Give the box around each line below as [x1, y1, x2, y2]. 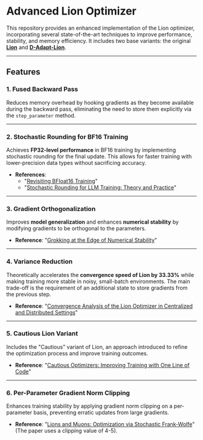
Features [6, 67, 40, 77]
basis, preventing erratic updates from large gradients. [33, 409, 169, 416]
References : [14, 171, 47, 178]
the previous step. [6, 290, 51, 298]
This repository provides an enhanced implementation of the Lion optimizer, [6, 24, 195, 32]
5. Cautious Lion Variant [6, 329, 79, 338]
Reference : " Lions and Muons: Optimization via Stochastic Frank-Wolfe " [14, 421, 195, 428]
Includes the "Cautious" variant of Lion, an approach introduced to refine [6, 343, 188, 350]
